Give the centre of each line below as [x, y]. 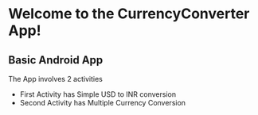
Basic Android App [56, 60]
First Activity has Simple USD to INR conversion [98, 94]
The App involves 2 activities [56, 79]
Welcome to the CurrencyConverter [129, 14]
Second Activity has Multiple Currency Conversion [102, 103]
